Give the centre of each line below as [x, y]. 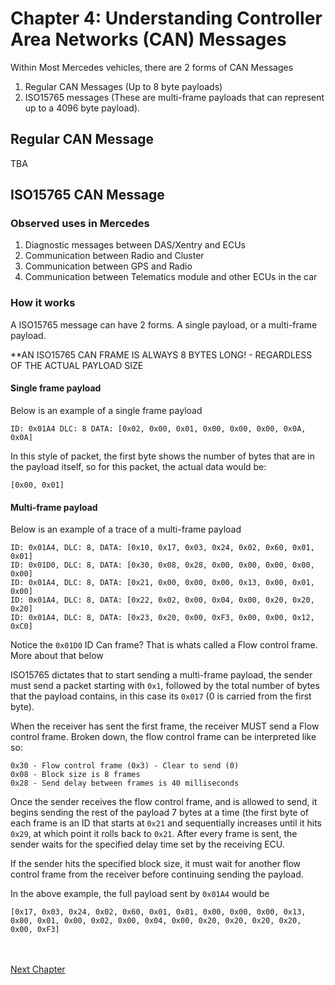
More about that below [57, 656]
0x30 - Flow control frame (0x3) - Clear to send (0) [125, 766]
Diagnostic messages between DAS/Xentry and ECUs [135, 245]
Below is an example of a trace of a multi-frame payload [126, 529]
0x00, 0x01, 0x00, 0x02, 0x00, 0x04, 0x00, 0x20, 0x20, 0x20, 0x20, [156, 921]
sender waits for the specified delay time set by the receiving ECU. [147, 844]
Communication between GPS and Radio [108, 266]
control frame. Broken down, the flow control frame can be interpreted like [163, 737]
